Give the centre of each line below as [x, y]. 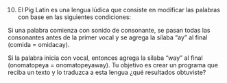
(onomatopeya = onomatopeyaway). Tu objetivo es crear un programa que [113, 65]
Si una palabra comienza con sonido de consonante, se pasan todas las [109, 30]
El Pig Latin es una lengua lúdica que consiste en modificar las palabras [119, 10]
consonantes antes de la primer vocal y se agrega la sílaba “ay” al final [108, 37]
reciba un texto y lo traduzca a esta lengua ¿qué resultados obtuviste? [107, 72]
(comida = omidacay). [39, 45]
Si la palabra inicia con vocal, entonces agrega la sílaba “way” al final [105, 58]
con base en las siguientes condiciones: [74, 17]
